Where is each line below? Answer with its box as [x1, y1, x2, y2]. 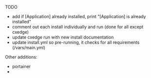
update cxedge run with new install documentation [12, 34, 114, 40]
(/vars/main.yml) [12, 45, 45, 50]
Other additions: [5, 54, 38, 60]
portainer [12, 63, 31, 69]
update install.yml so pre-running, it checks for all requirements [12, 39, 140, 45]
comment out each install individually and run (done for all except [12, 24, 144, 30]
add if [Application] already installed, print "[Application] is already [12, 14, 146, 19]
